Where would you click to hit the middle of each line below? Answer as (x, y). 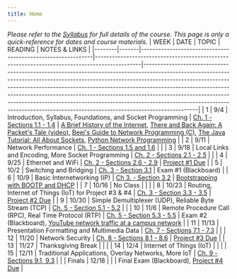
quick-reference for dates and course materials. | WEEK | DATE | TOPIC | (114, 42)
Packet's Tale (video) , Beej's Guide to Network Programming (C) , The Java (116, 132)
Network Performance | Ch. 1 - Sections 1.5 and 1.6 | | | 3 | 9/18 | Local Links (118, 147)
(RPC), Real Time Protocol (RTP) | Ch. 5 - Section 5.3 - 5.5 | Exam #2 (107, 215)
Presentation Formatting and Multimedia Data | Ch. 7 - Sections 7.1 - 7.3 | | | (117, 230)
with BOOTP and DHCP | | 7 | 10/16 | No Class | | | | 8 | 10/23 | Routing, (110, 185)
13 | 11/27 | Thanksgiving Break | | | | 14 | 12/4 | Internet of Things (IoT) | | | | (117, 245)
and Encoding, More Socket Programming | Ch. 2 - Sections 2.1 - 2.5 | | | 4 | (117, 155)
